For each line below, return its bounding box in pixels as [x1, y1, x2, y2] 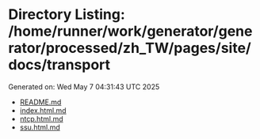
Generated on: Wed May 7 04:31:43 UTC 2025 [8, 81, 160, 92]
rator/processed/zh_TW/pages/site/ [8, 39, 251, 57]
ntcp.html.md [19, 114, 63, 123]
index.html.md [19, 105, 67, 115]
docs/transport [8, 56, 111, 74]
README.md [19, 97, 62, 107]
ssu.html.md [19, 122, 61, 132]
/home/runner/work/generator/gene [8, 22, 253, 40]
